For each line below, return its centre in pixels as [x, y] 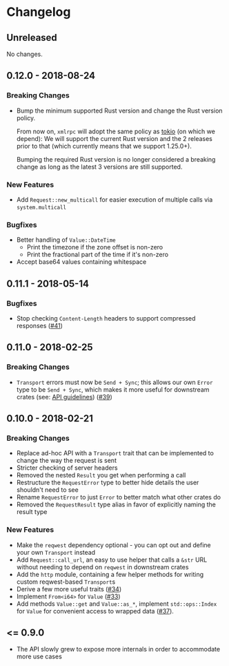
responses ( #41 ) [40, 325]
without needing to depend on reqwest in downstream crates [102, 567]
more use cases [39, 656]
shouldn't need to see [47, 490]
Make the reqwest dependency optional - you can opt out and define [113, 545]
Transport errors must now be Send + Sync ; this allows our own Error [114, 382]
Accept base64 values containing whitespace [81, 262]
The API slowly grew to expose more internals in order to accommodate [118, 649]
